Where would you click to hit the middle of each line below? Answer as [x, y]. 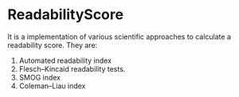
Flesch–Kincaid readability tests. [72, 68]
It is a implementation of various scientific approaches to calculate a [119, 37]
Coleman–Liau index [52, 86]
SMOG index [40, 77]
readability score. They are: [53, 45]
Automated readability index [65, 60]
